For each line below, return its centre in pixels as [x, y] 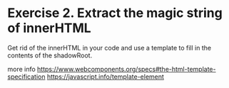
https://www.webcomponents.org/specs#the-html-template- [126, 69]
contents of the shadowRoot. [50, 55]
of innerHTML [49, 28]
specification [26, 77]
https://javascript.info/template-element [105, 77]
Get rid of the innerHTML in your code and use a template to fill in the [110, 48]
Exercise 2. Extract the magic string [115, 13]
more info [21, 69]
